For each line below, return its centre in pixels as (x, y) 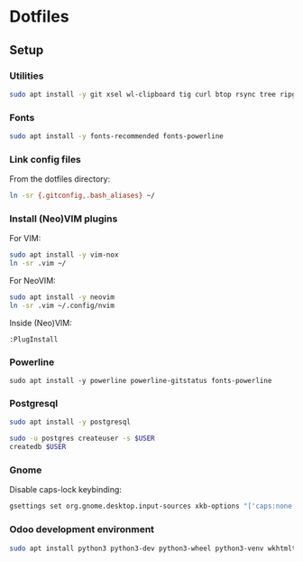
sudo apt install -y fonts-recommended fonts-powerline (116, 136)
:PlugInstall (34, 339)
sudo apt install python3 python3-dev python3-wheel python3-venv (137, 548)
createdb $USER (38, 447)
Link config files (45, 159)
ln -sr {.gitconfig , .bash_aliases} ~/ (82, 196)
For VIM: (25, 239)
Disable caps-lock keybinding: (65, 490)
